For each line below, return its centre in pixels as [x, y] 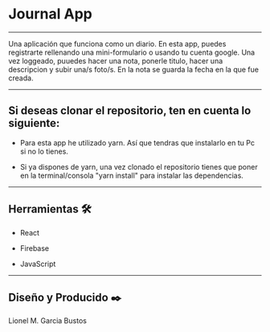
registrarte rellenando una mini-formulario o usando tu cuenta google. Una [132, 52]
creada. [21, 78]
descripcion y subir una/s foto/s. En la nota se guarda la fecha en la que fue [134, 69]
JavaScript [38, 264]
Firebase [35, 248]
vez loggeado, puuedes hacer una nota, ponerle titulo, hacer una [116, 60]
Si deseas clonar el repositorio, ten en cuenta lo [130, 111]
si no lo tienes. [44, 151]
